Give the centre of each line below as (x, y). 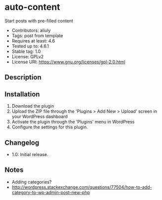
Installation (22, 94)
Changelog (22, 142)
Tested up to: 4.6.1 (30, 46)
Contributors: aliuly (31, 30)
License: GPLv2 (28, 56)
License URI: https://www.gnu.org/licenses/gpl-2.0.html (68, 62)
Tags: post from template (37, 36)
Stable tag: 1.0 (26, 51)
